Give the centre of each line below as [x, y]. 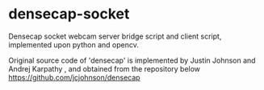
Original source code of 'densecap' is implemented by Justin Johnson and [132, 60]
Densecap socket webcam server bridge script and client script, [115, 36]
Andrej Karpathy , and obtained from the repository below [104, 68]
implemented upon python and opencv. [73, 44]
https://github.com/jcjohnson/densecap [74, 77]
